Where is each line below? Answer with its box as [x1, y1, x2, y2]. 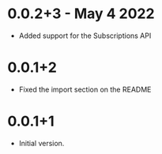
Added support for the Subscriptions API [18, 31, 152, 40]
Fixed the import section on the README [18, 85, 152, 94]
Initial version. [18, 138, 65, 148]
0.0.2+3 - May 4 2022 [7, 5, 155, 23]
